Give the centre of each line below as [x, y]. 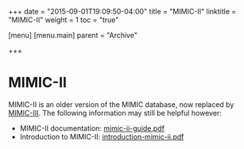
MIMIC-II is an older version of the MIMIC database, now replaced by [121, 104]
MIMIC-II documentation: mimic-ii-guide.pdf [92, 128]
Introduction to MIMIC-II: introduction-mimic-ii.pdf [102, 136]
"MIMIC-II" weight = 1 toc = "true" [64, 20]
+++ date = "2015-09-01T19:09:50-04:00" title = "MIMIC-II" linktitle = [122, 11]
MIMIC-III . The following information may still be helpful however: [115, 113]
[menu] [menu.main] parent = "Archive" [73, 35]
